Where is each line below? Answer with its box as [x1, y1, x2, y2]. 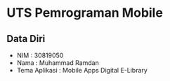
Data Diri [6, 33, 46, 45]
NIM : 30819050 [16, 51, 64, 59]
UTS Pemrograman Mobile [6, 5, 163, 21]
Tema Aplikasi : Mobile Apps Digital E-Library [16, 66, 148, 74]
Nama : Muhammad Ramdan [16, 59, 99, 67]
